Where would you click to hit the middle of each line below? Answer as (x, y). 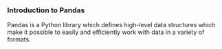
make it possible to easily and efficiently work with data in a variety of (106, 32)
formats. (19, 39)
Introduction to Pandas (46, 10)
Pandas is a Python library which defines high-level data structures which (111, 25)
